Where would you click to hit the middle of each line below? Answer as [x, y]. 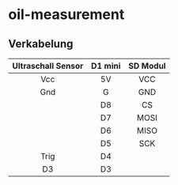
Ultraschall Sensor [48, 66]
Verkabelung [41, 44]
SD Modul [147, 66]
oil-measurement [66, 15]
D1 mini [106, 66]
